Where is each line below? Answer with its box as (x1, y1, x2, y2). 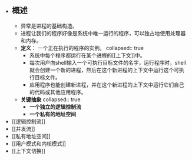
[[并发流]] (11, 125, 35, 132)
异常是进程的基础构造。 (20, 22, 78, 29)
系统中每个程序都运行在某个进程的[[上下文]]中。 (29, 52, 145, 59)
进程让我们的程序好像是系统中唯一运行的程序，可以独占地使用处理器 (20, 29, 186, 36)
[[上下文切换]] (11, 147, 46, 154)
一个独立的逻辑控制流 (29, 103, 81, 110)
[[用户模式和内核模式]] (11, 140, 67, 147)
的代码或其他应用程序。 (29, 88, 87, 95)
